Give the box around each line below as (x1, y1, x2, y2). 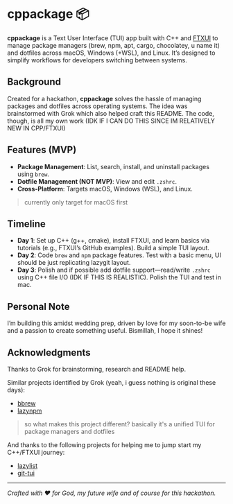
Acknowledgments (7, 347, 92, 358)
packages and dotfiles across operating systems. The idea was (7, 102, 188, 110)
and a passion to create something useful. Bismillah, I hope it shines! (7, 327, 203, 335)
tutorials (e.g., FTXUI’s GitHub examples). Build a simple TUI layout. (17, 244, 210, 252)
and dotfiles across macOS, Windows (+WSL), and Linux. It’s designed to (7, 49, 216, 57)
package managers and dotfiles (24, 428, 115, 435)
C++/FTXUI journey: (7, 449, 65, 456)
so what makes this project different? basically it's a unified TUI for (24, 420, 216, 428)
